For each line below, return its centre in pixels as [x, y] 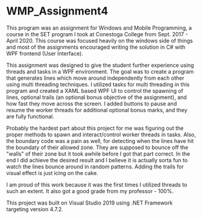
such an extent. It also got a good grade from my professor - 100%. [90, 191]
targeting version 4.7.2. [35, 209]
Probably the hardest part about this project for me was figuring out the [95, 128]
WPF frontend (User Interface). [45, 53]
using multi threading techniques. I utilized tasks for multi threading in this [98, 84]
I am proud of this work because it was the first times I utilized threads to [97, 185]
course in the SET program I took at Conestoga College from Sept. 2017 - [97, 34]
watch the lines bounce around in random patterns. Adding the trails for [95, 167]
